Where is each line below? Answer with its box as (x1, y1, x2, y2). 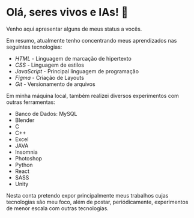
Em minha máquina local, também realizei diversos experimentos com (6, 92, 179, 99)
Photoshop (14, 154, 42, 162)
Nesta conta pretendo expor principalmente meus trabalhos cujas (6, 192, 169, 199)
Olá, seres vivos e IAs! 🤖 (6, 5, 129, 19)
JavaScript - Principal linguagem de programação (14, 67, 139, 74)
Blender (14, 117, 35, 124)
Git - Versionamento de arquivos (14, 80, 95, 88)
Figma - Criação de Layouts (14, 74, 84, 81)
